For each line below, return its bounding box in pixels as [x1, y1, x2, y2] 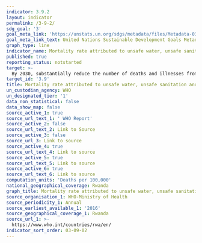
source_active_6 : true [6, 166, 63, 172]
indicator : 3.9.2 [6, 8, 50, 15]
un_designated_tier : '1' [6, 93, 69, 99]
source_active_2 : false [6, 121, 66, 127]
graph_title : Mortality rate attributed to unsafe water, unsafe [6, 188, 173, 194]
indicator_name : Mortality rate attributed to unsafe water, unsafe [6, 48, 182, 54]
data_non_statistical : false [6, 98, 79, 104]
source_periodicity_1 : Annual [6, 200, 82, 206]
